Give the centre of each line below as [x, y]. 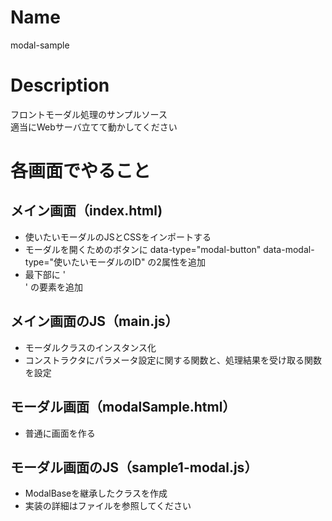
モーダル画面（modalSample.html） [123, 407]
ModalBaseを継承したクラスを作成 [96, 493]
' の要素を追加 [53, 287]
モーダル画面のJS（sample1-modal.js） [134, 467]
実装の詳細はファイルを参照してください [108, 506]
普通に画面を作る [60, 433]
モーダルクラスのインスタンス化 [90, 347]
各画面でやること [81, 171]
